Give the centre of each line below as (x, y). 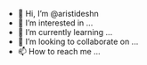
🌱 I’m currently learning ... (65, 32)
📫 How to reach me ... (59, 51)
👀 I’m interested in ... (55, 23)
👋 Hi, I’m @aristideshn (58, 14)
